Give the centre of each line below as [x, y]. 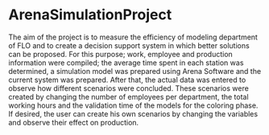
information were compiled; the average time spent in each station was [126, 63]
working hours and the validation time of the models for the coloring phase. [133, 105]
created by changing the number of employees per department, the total [128, 96]
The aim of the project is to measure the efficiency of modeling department [133, 37]
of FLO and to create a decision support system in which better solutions [129, 45]
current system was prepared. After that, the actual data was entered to [127, 80]
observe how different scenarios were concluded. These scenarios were [129, 88]
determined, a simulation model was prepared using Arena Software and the [135, 71]
